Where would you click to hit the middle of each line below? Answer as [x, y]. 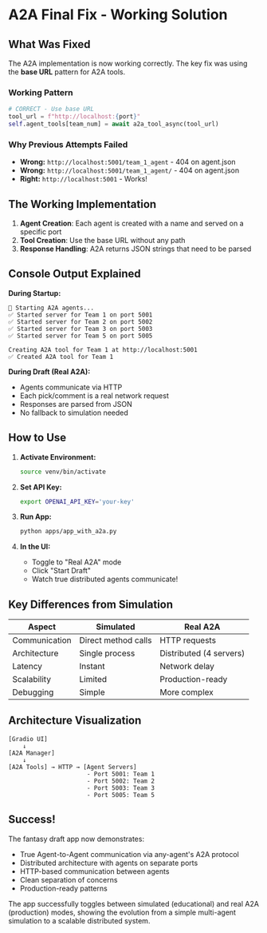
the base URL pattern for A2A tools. [67, 72]
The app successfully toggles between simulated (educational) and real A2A [133, 903]
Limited [93, 680]
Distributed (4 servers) [202, 653]
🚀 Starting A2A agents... [51, 308]
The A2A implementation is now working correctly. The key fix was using [128, 63]
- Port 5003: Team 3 [121, 788]
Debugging [33, 692]
